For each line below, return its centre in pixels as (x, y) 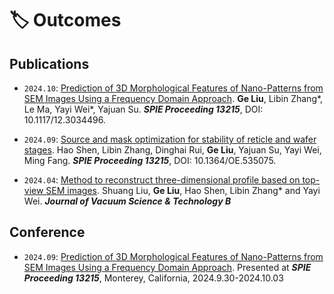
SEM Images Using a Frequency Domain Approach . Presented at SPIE (167, 267)
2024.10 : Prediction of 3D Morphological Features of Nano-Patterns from (173, 88)
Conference (47, 232)
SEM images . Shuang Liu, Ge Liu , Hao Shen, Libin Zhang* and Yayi (183, 190)
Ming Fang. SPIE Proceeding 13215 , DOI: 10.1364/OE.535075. (150, 160)
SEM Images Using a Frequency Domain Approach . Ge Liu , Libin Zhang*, (173, 98)
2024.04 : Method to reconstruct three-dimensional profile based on (162, 180)
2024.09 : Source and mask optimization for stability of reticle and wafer (170, 139)
